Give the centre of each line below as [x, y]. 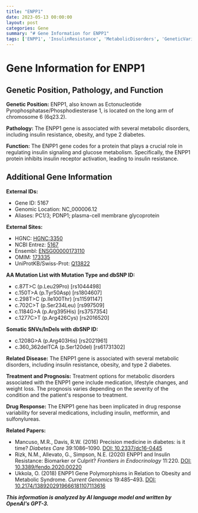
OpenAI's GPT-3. [27, 504]
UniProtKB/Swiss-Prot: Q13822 [52, 263]
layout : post [22, 22]
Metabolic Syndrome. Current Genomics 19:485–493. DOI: [85, 479]
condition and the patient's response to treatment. [67, 395]
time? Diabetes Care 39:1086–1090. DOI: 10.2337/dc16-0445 [88, 448]
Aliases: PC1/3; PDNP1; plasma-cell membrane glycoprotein [87, 215]
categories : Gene [27, 28]
